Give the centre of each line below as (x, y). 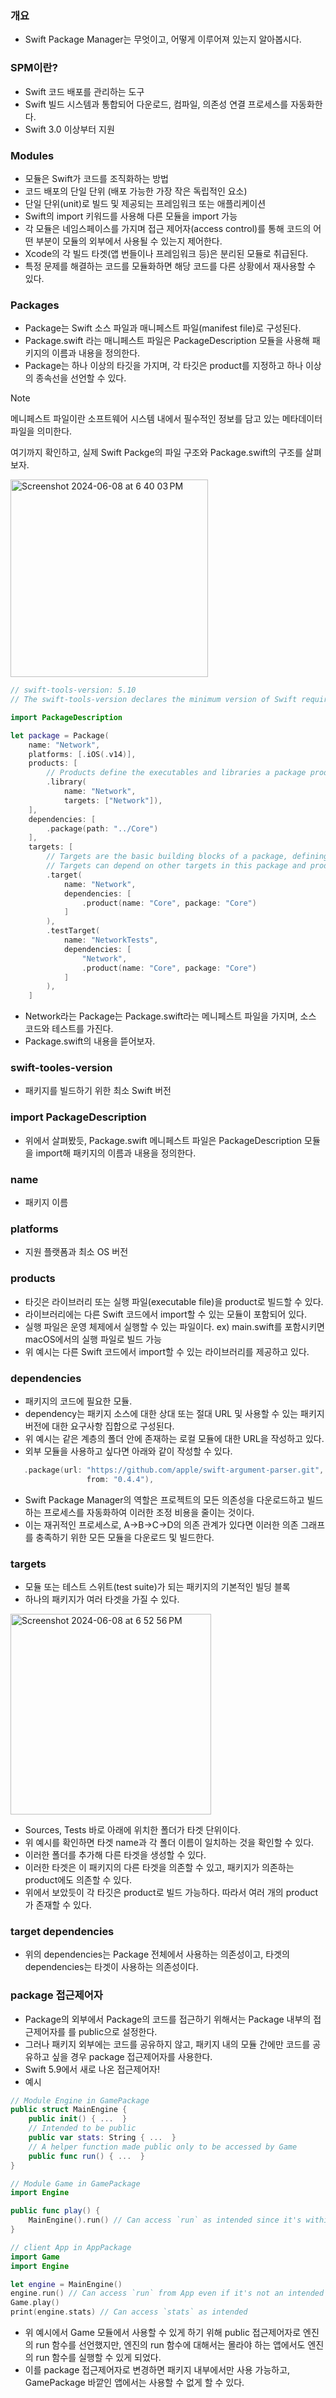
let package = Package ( (60, 735)
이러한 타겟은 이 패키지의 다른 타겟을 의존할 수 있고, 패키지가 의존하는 (159, 1868)
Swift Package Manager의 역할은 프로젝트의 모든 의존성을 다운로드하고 (164, 1499)
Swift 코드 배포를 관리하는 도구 (84, 91)
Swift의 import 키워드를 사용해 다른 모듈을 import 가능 (131, 216)
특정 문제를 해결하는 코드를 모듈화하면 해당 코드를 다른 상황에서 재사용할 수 (170, 266)
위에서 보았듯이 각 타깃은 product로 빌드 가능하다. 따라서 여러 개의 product (171, 1893)
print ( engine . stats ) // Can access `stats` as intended (129, 2312)
